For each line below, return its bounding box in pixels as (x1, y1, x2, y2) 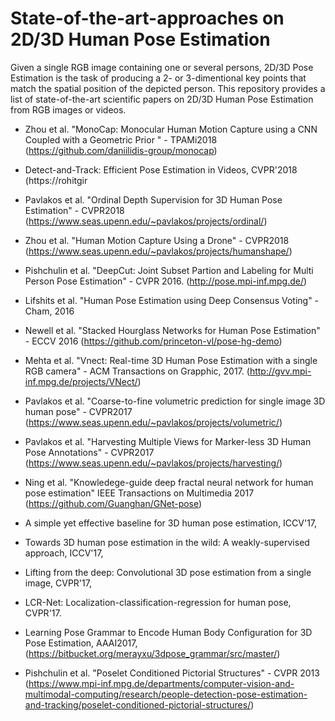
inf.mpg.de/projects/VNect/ (24, 375, 138, 387)
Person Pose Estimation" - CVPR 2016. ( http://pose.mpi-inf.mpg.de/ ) (24, 275, 308, 287)
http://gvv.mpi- (249, 365, 312, 377)
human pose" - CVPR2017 (24, 405, 133, 417)
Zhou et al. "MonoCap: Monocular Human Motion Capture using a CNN (24, 123, 318, 135)
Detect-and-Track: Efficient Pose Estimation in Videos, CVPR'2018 (24, 163, 298, 176)
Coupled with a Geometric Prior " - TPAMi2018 (24, 133, 218, 146)
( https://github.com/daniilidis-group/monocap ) (24, 144, 218, 156)
